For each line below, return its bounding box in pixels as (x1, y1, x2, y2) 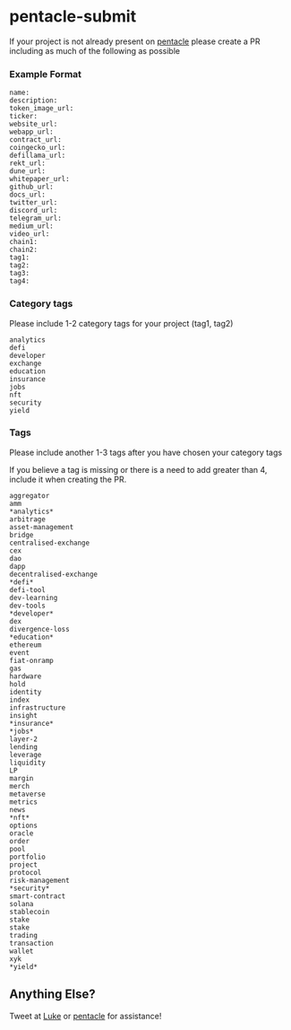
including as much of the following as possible (9, 45, 181, 56)
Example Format (9, 67, 82, 80)
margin (9, 773, 34, 782)
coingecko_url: (9, 144, 66, 153)
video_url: (9, 230, 50, 239)
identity (9, 687, 42, 696)
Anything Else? (9, 987, 96, 1002)
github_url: (9, 182, 54, 192)
